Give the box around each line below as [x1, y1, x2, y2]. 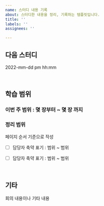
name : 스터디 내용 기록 [5, 7, 48, 13]
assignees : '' [5, 26, 35, 31]
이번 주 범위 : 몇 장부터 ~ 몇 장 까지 [5, 107, 83, 114]
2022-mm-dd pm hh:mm [5, 64, 57, 70]
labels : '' [5, 21, 28, 27]
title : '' [5, 17, 26, 22]
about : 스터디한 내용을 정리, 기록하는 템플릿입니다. [5, 12, 100, 17]
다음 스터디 [5, 50, 38, 59]
